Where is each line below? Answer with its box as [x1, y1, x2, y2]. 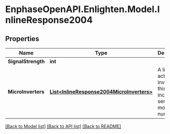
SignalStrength [8, 58, 45, 65]
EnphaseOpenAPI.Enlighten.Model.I [5, 4, 160, 15]
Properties [5, 34, 39, 43]
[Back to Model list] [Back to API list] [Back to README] [5, 123, 121, 129]
